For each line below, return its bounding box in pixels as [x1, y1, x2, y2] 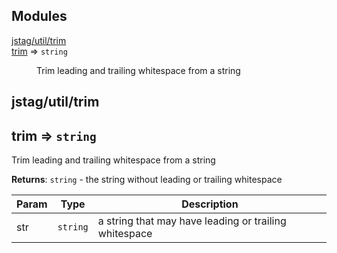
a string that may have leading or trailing [97, 214, 287, 228]
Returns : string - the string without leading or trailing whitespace [11, 174, 283, 186]
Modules [11, 8, 68, 25]
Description [181, 197, 239, 211]
